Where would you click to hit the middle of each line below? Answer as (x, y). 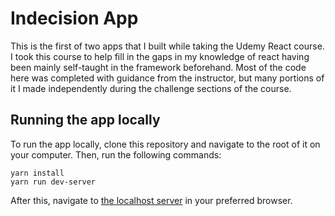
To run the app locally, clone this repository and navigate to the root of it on (165, 144)
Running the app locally (85, 120)
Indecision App (74, 18)
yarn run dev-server (53, 182)
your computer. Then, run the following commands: (116, 154)
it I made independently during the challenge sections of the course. (151, 88)
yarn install (37, 173)
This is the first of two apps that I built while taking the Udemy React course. (167, 46)
